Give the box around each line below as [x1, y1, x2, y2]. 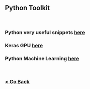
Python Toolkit [5, 4, 50, 12]
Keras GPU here [5, 42, 43, 49]
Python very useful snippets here [5, 29, 86, 36]
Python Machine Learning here [5, 55, 79, 62]
